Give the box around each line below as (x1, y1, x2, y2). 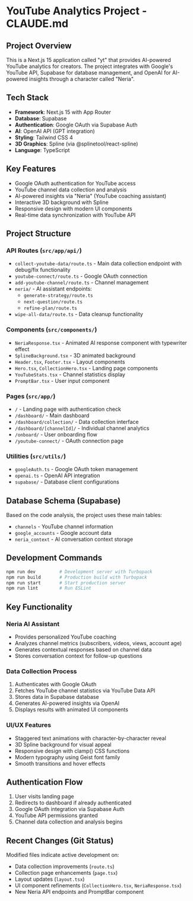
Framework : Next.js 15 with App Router (14, 109, 111, 116)
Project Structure (6, 228, 71, 239)
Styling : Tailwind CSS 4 (14, 134, 73, 141)
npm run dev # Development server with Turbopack (6, 568, 153, 575)
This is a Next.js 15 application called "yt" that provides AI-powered (6, 57, 171, 63)
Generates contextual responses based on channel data (14, 646, 152, 654)
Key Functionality (6, 602, 72, 612)
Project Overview (6, 41, 72, 51)
